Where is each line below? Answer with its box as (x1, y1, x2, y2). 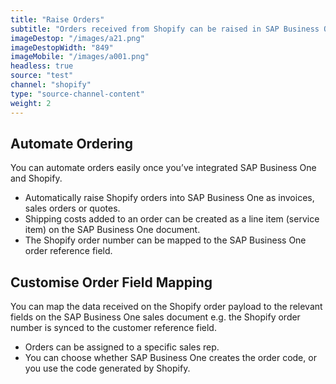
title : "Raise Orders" (10, 14, 105, 25)
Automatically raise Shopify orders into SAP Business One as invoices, (24, 192, 315, 204)
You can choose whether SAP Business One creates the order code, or (24, 352, 317, 364)
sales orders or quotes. (24, 202, 121, 215)
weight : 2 (10, 98, 52, 108)
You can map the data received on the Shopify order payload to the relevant (10, 301, 323, 313)
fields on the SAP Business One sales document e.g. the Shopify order (10, 311, 301, 323)
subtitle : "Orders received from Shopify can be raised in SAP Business (10, 24, 320, 34)
